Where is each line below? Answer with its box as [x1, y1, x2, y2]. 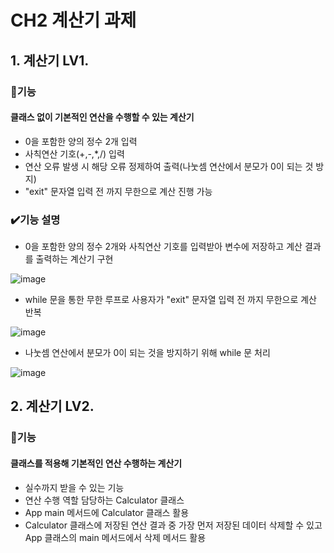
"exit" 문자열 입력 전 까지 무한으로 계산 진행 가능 [24, 185, 213, 197]
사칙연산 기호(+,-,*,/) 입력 [24, 147, 125, 160]
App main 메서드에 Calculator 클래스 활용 [24, 506, 190, 518]
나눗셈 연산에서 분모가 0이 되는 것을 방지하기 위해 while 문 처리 [24, 347, 271, 358]
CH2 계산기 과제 [10, 9, 137, 32]
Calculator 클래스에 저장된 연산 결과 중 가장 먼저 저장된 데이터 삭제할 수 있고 [24, 519, 323, 531]
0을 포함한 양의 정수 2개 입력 [24, 135, 138, 147]
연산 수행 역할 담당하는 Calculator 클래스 [24, 494, 185, 506]
